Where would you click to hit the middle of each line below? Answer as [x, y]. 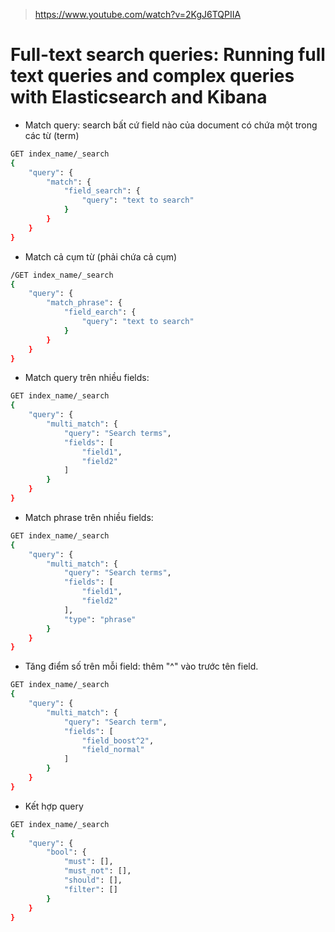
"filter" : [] [90, 889]
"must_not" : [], [97, 871]
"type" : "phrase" [100, 619]
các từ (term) [52, 135]
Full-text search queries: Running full [168, 55]
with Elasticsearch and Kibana [139, 97]
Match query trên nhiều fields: [87, 378]
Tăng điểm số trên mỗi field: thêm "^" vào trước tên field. [141, 666]
